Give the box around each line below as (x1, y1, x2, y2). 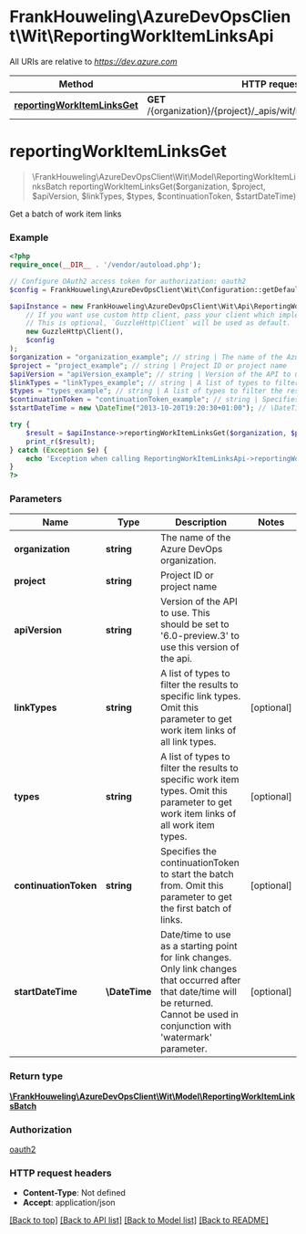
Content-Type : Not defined (22, 1187, 126, 1198)
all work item (160, 819, 216, 831)
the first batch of (160, 902, 232, 915)
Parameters (9, 493, 62, 506)
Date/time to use (160, 928, 231, 941)
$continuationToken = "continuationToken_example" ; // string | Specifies (9, 395, 300, 404)
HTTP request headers (9, 1166, 112, 1179)
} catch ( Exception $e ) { (9, 445, 107, 455)
